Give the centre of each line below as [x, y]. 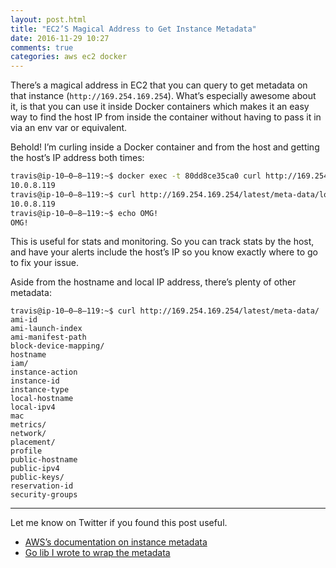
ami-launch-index [46, 329]
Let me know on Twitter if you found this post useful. [119, 523]
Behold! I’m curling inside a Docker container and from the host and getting [165, 147]
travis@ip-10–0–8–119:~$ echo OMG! [84, 213]
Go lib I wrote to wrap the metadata [97, 553]
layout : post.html [48, 19]
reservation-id [42, 486]
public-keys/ [37, 477]
